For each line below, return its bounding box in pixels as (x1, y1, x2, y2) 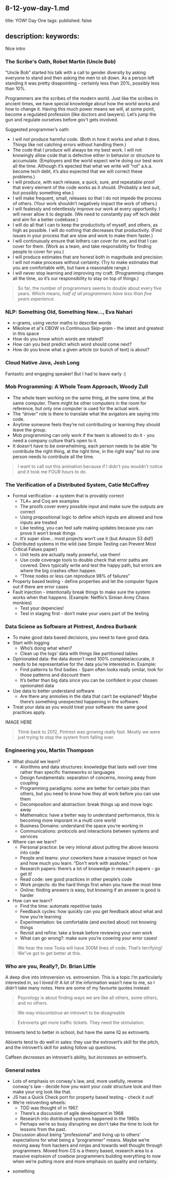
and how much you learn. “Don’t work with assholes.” (20, 860, 131, 866)
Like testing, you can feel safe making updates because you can (20, 525, 153, 531)
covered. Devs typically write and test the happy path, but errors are (20, 562, 162, 568)
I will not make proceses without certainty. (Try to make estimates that (12, 259, 158, 265)
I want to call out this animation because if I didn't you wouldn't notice (17, 463, 163, 469)
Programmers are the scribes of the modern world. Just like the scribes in (5, 95, 158, 101)
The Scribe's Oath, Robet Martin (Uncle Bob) (5, 58, 116, 65)
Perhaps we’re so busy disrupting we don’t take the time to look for (20, 1121, 159, 1127)
